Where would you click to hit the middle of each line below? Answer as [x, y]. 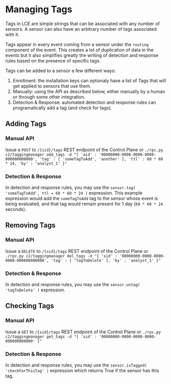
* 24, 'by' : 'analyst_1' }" [36, 163]
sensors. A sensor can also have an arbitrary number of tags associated [81, 29]
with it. [12, 34]
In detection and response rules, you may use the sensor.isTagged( [76, 365]
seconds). [16, 209]
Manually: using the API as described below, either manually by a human [89, 91]
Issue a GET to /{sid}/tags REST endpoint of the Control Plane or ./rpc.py [83, 332]
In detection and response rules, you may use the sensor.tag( [70, 187]
